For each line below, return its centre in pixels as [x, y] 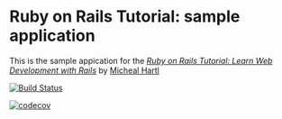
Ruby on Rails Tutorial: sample [125, 17]
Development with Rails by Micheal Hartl [84, 70]
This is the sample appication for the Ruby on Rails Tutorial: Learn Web [141, 60]
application [53, 36]
